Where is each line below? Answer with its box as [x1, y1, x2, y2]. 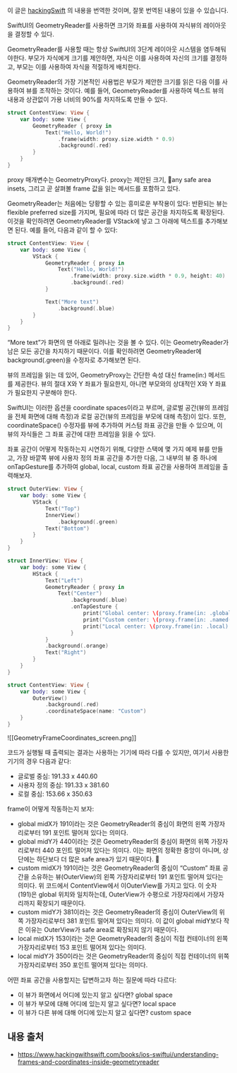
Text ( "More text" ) [44, 298, 99, 305]
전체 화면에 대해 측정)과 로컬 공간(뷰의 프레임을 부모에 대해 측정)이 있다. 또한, [14, 412, 226, 421]
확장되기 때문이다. [36, 899, 86, 907]
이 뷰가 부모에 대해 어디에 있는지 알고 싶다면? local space [17, 999, 176, 1007]
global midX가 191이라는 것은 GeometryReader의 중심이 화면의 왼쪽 [17, 819, 207, 828]
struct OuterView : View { [7, 485, 83, 492]
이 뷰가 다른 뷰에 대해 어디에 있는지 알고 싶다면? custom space [17, 1008, 192, 1017]
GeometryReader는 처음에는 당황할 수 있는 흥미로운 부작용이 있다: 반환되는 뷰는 [7, 199, 228, 207]
